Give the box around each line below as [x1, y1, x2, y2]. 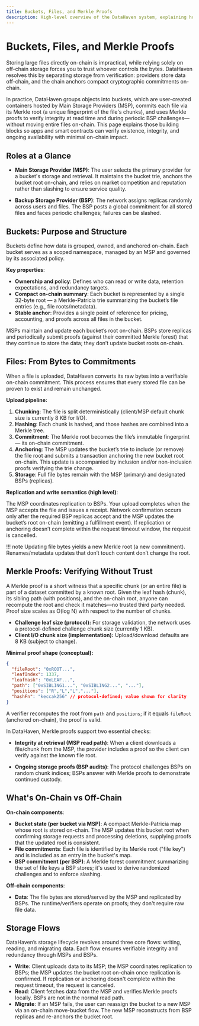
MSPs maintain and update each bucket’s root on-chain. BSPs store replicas [6, 327, 192, 335]
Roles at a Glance [6, 150, 71, 160]
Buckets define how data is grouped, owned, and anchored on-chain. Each [6, 242, 189, 249]
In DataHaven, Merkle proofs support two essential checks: [6, 728, 151, 735]
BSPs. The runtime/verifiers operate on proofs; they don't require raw [14, 899, 185, 906]
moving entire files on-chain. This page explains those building [25, 121, 179, 128]
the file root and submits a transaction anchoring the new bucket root [14, 452, 184, 459]
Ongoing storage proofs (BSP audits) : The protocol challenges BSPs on [14, 763, 191, 770]
